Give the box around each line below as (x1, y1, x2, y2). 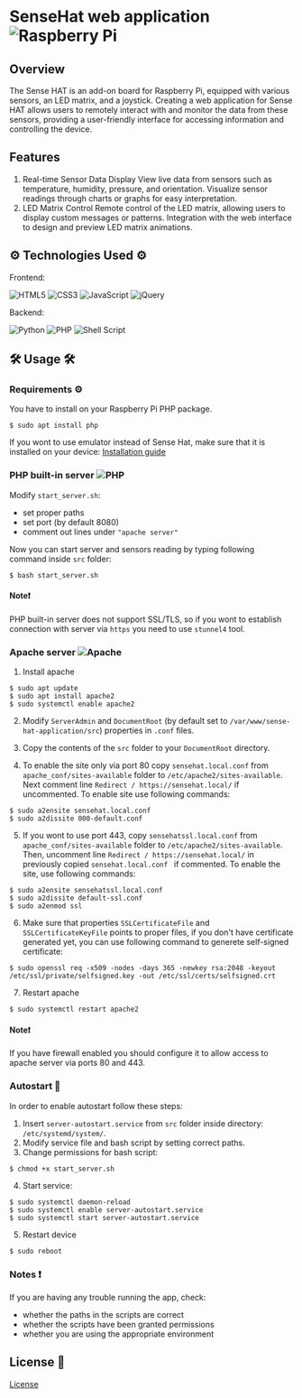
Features (9, 150, 60, 165)
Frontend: (9, 272, 46, 282)
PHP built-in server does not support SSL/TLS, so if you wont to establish (9, 614, 282, 625)
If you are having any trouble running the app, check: (9, 1292, 206, 1302)
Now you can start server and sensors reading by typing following (9, 543, 255, 554)
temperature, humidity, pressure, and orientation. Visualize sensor (22, 183, 269, 194)
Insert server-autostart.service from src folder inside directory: (22, 1117, 264, 1129)
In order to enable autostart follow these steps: (9, 1100, 183, 1111)
